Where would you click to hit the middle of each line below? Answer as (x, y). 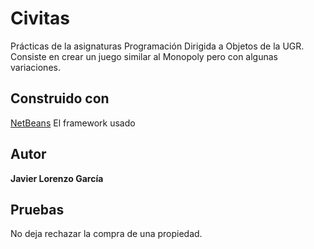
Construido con (60, 98)
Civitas (40, 18)
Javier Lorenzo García (57, 178)
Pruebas (37, 209)
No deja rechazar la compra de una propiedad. (106, 234)
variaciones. (35, 67)
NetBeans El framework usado (73, 123)
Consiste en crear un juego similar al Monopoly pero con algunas (144, 56)
